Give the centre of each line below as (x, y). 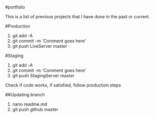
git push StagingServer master (43, 75)
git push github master (35, 109)
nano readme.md (30, 104)
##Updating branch (25, 95)
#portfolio (15, 7)
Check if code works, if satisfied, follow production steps (63, 85)
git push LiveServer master (40, 46)
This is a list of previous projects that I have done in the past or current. (78, 16)
